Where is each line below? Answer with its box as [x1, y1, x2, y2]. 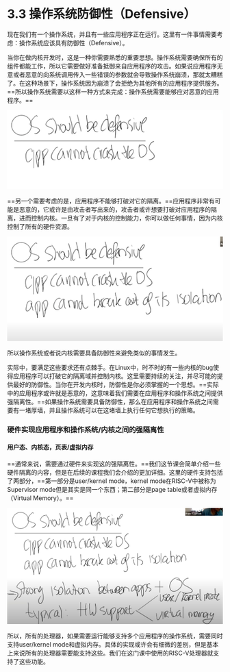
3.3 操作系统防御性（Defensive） [7, 6, 196, 22]
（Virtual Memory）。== [7, 494, 74, 502]
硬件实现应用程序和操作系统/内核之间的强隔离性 [7, 425, 164, 434]
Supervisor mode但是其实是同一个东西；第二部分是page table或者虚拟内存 [7, 485, 218, 493]
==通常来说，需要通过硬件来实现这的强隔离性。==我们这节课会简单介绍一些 [7, 460, 221, 468]
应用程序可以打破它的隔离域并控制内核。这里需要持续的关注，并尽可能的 [12, 371, 217, 380]
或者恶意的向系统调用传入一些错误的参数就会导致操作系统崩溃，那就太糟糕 [12, 70, 223, 79]
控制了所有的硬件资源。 [7, 222, 73, 230]
